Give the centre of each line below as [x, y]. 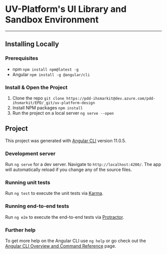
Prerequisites [22, 58]
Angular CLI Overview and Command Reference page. [61, 246]
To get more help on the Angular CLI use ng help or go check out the [76, 241]
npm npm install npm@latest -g [45, 69]
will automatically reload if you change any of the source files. [69, 169]
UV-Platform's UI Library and [66, 9]
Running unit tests [28, 182]
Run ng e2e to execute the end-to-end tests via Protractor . [65, 217]
